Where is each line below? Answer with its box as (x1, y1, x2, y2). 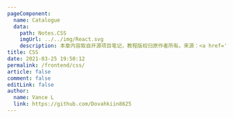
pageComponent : (7, 10, 51, 17)
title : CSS (7, 49, 39, 56)
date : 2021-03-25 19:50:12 (7, 56, 85, 62)
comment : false (7, 74, 51, 82)
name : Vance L (13, 94, 54, 101)
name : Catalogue (13, 17, 60, 24)
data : (13, 23, 30, 30)
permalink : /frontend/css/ (7, 62, 85, 69)
